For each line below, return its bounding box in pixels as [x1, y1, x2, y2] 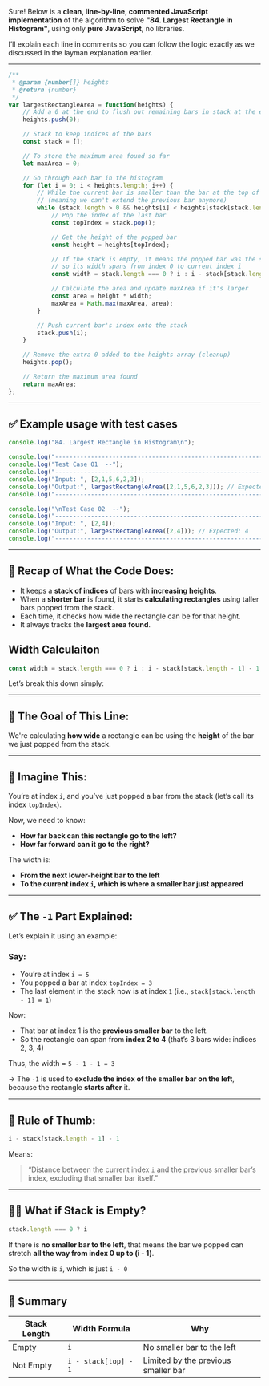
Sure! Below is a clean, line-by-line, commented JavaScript [8, 7, 208, 16]
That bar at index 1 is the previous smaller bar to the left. [19, 1026, 208, 1035]
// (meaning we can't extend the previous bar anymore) [37, 197, 227, 205]
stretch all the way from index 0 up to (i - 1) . [8, 1248, 155, 1258]
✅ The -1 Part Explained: [8, 910, 134, 923]
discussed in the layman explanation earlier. [8, 48, 153, 57]
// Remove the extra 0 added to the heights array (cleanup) [22, 351, 231, 359]
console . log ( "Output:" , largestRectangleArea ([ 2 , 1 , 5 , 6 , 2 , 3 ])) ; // [8, 483, 235, 491]
